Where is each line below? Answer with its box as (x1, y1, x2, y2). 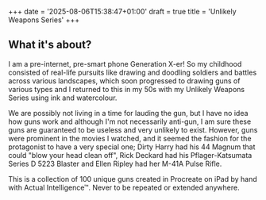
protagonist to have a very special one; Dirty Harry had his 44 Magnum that (8, 142, 256, 152)
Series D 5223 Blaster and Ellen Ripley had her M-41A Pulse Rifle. (8, 159, 222, 168)
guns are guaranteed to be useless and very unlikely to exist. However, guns (8, 125, 258, 134)
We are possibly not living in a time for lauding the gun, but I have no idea (8, 108, 249, 117)
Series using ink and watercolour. (8, 93, 118, 102)
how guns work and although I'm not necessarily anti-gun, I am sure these (8, 117, 252, 126)
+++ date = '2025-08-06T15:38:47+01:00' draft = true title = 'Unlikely (8, 7, 237, 16)
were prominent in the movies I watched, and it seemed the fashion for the (8, 133, 252, 143)
